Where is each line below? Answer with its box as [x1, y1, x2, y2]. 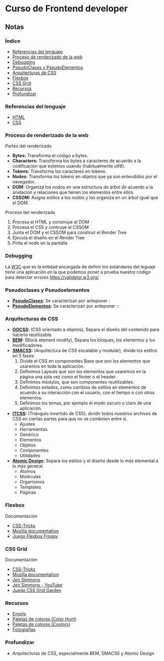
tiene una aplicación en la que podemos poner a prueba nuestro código [5, 269, 151, 275]
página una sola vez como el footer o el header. [19, 374, 117, 380]
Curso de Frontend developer [5, 3, 128, 14]
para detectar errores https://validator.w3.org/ [5, 274, 99, 280]
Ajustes [19, 421, 36, 427]
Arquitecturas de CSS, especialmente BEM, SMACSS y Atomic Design [12, 650, 155, 656]
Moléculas [19, 474, 41, 480]
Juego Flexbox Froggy [12, 533, 58, 539]
